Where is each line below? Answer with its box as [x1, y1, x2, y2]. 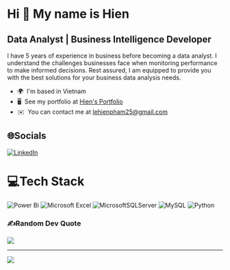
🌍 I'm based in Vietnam [16, 87, 87, 95]
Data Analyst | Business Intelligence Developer [7, 34, 212, 45]
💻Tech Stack [7, 174, 85, 189]
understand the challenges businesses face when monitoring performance [7, 59, 218, 67]
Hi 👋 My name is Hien [7, 6, 130, 22]
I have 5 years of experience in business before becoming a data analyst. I [7, 51, 217, 60]
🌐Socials [7, 130, 47, 142]
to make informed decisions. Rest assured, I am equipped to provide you [7, 66, 212, 74]
